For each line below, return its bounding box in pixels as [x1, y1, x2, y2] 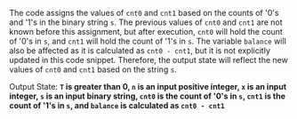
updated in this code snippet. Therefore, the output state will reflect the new [9, 55, 289, 65]
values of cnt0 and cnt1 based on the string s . [9, 64, 178, 75]
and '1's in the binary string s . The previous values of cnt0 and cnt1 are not [9, 17, 283, 28]
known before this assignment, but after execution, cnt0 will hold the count [9, 27, 283, 36]
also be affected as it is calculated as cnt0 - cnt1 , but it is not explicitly [9, 45, 271, 56]
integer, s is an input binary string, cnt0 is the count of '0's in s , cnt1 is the [9, 91, 286, 101]
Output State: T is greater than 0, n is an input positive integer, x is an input [9, 82, 287, 91]
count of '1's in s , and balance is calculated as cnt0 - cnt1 [9, 100, 225, 110]
